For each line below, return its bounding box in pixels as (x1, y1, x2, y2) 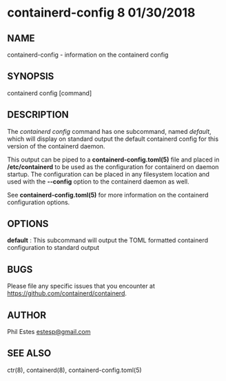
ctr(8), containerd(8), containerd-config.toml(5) (7, 366, 143, 374)
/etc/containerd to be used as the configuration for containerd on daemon (7, 162, 219, 170)
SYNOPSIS (7, 70, 54, 82)
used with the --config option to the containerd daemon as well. (7, 177, 189, 186)
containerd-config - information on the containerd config (7, 50, 169, 59)
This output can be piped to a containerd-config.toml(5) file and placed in (7, 155, 220, 164)
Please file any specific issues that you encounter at (7, 282, 155, 291)
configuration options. (7, 198, 70, 206)
